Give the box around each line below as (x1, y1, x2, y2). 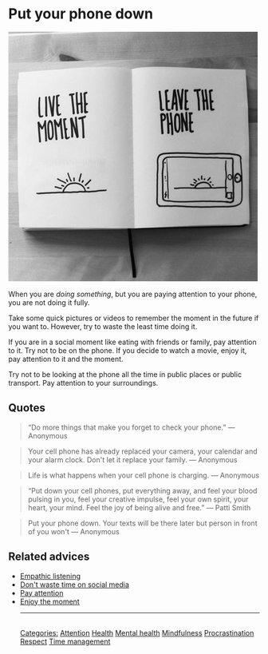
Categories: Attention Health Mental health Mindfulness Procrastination (19, 628, 254, 637)
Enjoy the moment (19, 597, 80, 606)
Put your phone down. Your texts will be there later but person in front (27, 518, 258, 528)
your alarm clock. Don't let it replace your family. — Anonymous (27, 454, 238, 464)
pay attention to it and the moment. (8, 354, 124, 363)
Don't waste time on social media (19, 580, 130, 589)
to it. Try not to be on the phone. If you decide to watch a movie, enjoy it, (8, 345, 247, 355)
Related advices (8, 550, 90, 564)
